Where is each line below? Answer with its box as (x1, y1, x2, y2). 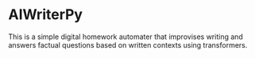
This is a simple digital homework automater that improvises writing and (8, 32, 244, 41)
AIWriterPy (8, 6, 83, 24)
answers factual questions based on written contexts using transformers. (8, 40, 248, 49)
